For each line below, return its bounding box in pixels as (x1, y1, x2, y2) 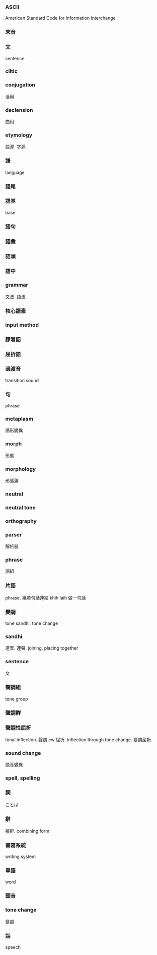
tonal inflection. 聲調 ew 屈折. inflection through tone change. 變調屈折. (5, 737, 152, 743)
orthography (5, 517, 37, 524)
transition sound (5, 377, 39, 383)
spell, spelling (5, 775, 40, 782)
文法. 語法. (5, 293, 27, 299)
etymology (5, 131, 33, 139)
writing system (5, 853, 36, 860)
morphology (5, 465, 36, 472)
